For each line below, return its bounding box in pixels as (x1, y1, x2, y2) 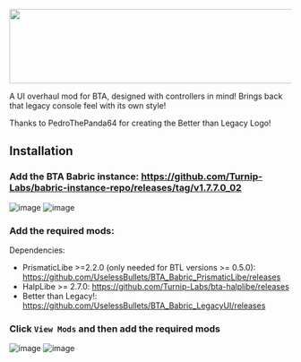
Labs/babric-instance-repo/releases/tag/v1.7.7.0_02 (9, 182, 242, 194)
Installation (9, 143, 73, 159)
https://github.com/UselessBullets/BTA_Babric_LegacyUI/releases (21, 300, 266, 311)
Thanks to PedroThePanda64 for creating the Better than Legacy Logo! (9, 117, 271, 128)
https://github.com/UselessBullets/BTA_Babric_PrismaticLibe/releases (21, 271, 281, 282)
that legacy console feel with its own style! (9, 100, 167, 111)
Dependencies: (9, 245, 65, 255)
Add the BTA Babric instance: (9, 170, 140, 183)
